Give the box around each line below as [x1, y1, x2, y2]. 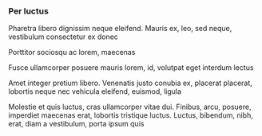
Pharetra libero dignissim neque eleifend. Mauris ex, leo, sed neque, [8, 24, 232, 33]
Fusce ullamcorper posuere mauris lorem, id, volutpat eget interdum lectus [8, 63, 254, 72]
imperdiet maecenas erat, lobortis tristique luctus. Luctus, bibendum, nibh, [8, 111, 253, 120]
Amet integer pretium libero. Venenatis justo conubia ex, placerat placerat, [8, 78, 253, 88]
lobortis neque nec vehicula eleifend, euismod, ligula [8, 87, 182, 96]
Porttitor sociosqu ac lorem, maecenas [8, 48, 136, 57]
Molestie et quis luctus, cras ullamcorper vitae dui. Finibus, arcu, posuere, [8, 102, 252, 112]
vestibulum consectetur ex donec [8, 32, 118, 41]
